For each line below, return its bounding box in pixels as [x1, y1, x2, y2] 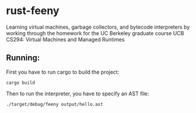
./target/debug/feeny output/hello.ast [6, 101, 104, 107]
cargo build [6, 80, 35, 85]
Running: [6, 53, 40, 63]
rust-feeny [6, 4, 60, 18]
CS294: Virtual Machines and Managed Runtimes [6, 36, 125, 43]
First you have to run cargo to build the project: [6, 69, 120, 76]
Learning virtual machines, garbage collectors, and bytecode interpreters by [6, 23, 190, 30]
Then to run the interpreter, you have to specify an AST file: [6, 90, 149, 97]
